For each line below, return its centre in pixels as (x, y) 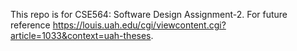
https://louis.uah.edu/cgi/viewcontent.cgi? (139, 25)
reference (30, 25)
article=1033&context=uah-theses (81, 35)
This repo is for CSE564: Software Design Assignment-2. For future (149, 14)
